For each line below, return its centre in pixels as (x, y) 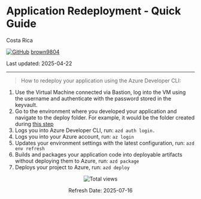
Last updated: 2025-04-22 (39, 63)
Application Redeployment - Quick (94, 11)
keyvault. (26, 105)
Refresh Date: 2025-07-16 (100, 190)
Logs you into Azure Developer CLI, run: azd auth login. (85, 130)
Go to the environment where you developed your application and (96, 111)
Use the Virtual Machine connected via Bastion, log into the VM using (100, 92)
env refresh (30, 149)
